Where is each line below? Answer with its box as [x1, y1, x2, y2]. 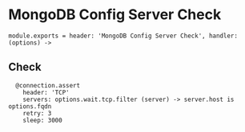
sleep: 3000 [22, 116, 62, 124]
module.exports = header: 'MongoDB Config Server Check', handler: [8, 32, 239, 40]
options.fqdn [8, 102, 52, 111]
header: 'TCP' [22, 88, 70, 96]
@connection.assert [15, 81, 81, 89]
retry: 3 [22, 109, 52, 117]
